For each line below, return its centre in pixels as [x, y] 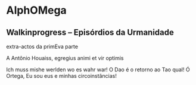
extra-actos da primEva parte [42, 46]
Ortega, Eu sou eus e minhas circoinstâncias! [62, 76]
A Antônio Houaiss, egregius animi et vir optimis [65, 58]
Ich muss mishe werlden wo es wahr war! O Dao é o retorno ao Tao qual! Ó [98, 70]
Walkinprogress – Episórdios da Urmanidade [90, 32]
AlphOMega [36, 10]
